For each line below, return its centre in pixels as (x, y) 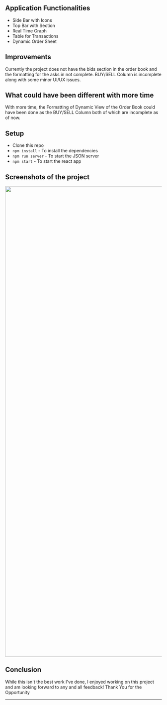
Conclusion (23, 670)
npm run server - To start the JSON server (56, 156)
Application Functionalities (48, 8)
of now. (13, 118)
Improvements (28, 57)
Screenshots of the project (47, 177)
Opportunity (17, 692)
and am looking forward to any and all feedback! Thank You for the (74, 687)
